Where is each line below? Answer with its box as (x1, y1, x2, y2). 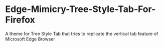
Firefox (5, 14, 35, 25)
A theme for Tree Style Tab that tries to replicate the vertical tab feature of (5, 30, 158, 36)
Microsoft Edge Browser (5, 36, 55, 42)
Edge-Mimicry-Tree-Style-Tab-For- (5, 3, 156, 15)
